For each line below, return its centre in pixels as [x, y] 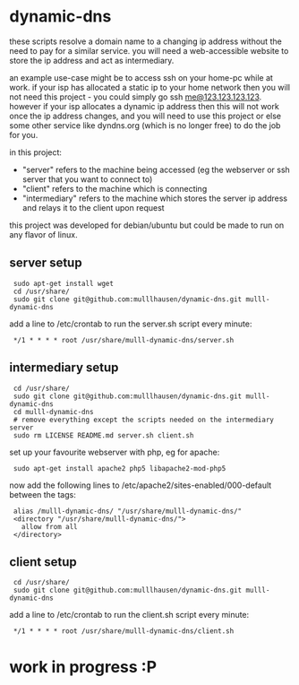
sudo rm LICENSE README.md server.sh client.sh [103, 435]
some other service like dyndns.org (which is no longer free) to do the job [145, 125]
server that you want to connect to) [87, 179]
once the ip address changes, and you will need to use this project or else [145, 116]
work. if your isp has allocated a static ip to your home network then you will [150, 87]
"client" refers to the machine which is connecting [115, 188]
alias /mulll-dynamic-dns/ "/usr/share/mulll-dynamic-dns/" [128, 511]
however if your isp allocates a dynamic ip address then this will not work [144, 106]
